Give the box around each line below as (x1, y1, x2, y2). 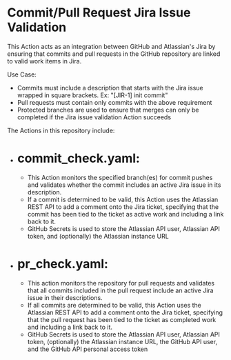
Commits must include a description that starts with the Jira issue (17, 83, 203, 92)
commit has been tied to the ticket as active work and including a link (27, 210, 224, 218)
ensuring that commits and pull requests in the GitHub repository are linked (7, 50, 221, 58)
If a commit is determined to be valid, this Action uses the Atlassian (27, 195, 219, 203)
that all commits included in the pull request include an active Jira (27, 286, 214, 294)
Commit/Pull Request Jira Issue (7, 5, 191, 21)
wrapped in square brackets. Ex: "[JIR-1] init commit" (17, 91, 168, 99)
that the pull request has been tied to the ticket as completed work (27, 315, 217, 323)
